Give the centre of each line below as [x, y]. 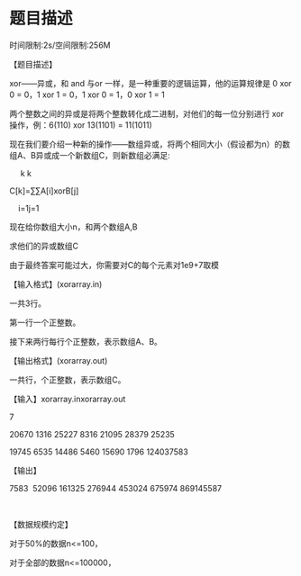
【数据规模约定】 [41, 524]
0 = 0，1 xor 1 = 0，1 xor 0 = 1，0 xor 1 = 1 [87, 94]
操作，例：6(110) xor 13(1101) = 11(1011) [81, 125]
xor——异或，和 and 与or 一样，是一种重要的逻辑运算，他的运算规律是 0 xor [150, 83]
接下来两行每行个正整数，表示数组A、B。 [86, 341]
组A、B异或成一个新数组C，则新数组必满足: [90, 155]
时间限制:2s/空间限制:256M [60, 45]
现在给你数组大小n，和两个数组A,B [73, 227]
